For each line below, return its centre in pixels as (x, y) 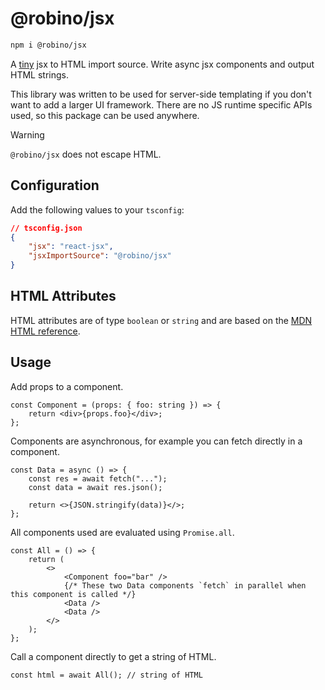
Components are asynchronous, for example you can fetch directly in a (156, 441)
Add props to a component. (67, 386)
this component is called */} (73, 594)
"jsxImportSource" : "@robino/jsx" (100, 256)
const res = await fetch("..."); (98, 478)
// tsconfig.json (46, 228)
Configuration (55, 185)
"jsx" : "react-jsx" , (71, 247)
